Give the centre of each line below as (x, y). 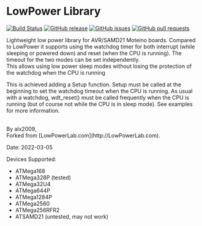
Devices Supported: (32, 159)
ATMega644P (33, 190)
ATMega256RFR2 (37, 210)
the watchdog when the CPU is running (56, 72)
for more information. (33, 110)
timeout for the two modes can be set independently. (73, 59)
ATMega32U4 (33, 184)
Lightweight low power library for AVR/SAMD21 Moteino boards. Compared (101, 40)
